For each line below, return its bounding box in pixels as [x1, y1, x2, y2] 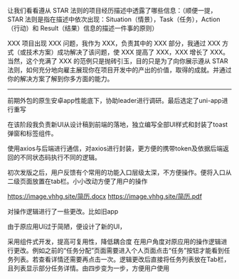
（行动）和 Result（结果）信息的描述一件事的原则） [7, 24, 159, 32]
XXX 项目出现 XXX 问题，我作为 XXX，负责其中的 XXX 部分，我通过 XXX [7, 39, 221, 48]
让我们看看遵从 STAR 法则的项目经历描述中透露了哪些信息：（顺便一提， [7, 6, 217, 14]
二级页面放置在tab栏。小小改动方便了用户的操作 [7, 177, 148, 185]
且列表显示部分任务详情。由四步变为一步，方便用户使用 [7, 264, 169, 272]
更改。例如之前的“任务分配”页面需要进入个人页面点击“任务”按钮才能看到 [13, 246, 224, 254]
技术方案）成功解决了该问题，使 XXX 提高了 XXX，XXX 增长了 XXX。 [26, 48, 230, 56]
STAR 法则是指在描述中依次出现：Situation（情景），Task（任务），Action [7, 15, 221, 23]
